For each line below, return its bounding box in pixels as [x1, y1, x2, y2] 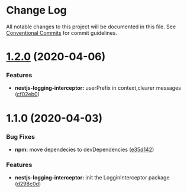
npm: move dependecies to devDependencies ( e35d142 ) [14, 146, 154, 153]
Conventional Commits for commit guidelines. [6, 29, 117, 36]
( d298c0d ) [14, 181, 41, 188]
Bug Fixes [6, 132, 36, 140]
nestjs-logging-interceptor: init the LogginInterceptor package [14, 174, 170, 181]
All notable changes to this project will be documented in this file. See [6, 23, 176, 30]
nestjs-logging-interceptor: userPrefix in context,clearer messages [14, 84, 182, 91]
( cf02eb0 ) [14, 91, 40, 98]
